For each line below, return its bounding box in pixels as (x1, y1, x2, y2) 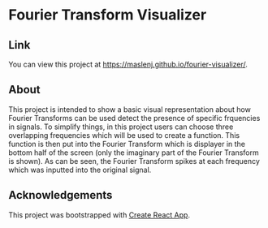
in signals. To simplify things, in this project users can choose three (8, 122, 234, 131)
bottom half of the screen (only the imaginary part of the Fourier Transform (8, 148, 259, 157)
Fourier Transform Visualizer (8, 6, 207, 24)
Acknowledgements (8, 188, 113, 202)
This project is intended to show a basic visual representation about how (8, 104, 252, 114)
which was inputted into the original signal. (8, 165, 152, 174)
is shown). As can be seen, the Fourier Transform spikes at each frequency (8, 156, 260, 166)
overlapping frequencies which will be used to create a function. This (8, 130, 240, 140)
